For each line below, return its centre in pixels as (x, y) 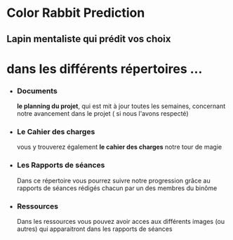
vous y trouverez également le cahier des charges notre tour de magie (119, 147)
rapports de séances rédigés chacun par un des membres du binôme (117, 188)
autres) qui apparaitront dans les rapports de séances (94, 229)
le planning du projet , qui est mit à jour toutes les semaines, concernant (121, 106)
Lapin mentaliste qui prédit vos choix (89, 39)
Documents (37, 91)
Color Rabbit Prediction (76, 13)
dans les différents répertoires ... (105, 69)
